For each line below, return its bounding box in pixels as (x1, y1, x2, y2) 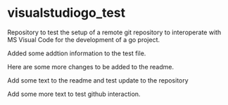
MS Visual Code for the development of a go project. (7, 35, 160, 43)
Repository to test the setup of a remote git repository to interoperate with (7, 28, 222, 36)
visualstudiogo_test (7, 5, 125, 21)
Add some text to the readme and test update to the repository (7, 76, 189, 85)
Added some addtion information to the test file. (7, 49, 146, 57)
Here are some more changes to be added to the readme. (7, 62, 175, 71)
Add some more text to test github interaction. (7, 90, 141, 98)
